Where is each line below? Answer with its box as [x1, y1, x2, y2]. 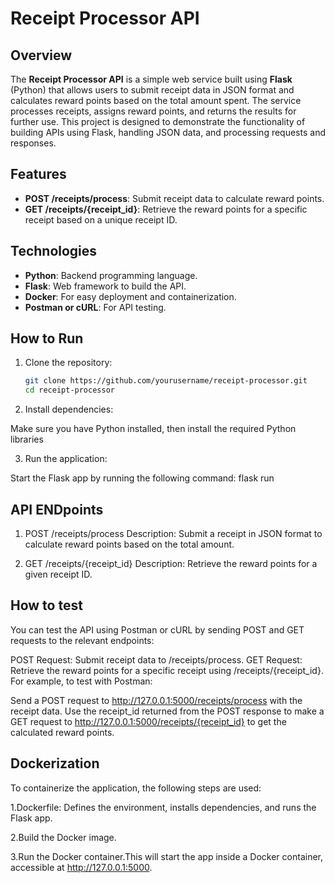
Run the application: [24, 453, 108, 465]
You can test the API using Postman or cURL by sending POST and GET [10, 623, 305, 636]
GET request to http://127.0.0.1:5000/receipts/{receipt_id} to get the [10, 715, 287, 727]
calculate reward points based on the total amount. [24, 538, 235, 550]
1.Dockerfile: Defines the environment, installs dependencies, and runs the [10, 801, 317, 813]
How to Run [10, 330, 84, 347]
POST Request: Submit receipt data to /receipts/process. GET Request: [10, 653, 303, 666]
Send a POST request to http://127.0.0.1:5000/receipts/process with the [10, 694, 303, 706]
